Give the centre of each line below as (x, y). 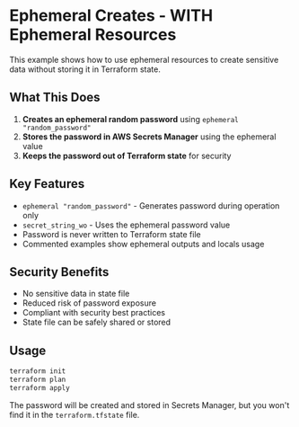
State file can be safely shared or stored (97, 322)
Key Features (47, 184)
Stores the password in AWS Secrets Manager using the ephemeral (149, 137)
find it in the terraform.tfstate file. (75, 414)
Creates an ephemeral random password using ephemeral (131, 119)
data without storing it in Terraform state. (85, 69)
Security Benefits (59, 272)
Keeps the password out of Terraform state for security (127, 156)
